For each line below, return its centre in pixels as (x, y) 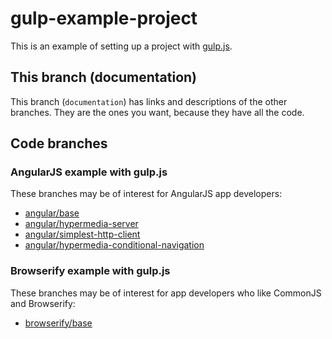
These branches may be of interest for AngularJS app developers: (146, 194)
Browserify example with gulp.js (90, 271)
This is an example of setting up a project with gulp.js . (121, 46)
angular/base (52, 213)
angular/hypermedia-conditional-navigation (114, 245)
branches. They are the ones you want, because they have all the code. (157, 112)
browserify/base (58, 323)
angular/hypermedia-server (81, 224)
